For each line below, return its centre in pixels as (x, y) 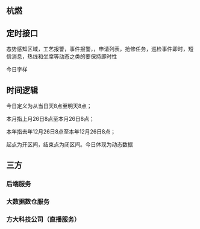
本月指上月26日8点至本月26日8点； (50, 119)
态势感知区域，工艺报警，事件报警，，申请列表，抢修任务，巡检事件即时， (97, 49)
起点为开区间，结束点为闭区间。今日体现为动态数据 (70, 144)
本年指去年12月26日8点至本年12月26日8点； (61, 132)
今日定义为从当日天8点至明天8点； (49, 106)
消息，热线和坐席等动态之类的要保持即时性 (64, 57)
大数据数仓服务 (28, 202)
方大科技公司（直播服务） (43, 219)
